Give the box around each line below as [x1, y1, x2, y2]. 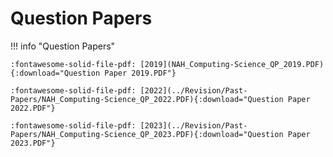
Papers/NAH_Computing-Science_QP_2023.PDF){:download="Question [10, 129, 284, 139]
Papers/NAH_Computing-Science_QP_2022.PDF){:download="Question [10, 94, 284, 104]
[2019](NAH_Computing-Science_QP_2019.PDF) [139, 59, 325, 69]
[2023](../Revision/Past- [139, 120, 248, 131]
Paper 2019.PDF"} [104, 68, 177, 78]
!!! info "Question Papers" [10, 40, 116, 52]
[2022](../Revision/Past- [139, 85, 248, 96]
